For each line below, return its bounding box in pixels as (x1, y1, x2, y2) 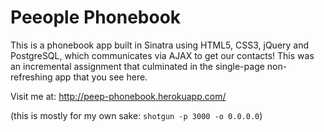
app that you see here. (54, 71, 148, 83)
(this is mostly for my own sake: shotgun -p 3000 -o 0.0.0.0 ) (10, 109, 263, 121)
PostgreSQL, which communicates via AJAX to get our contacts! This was (10, 49, 315, 61)
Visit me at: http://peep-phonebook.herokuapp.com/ (10, 90, 227, 102)
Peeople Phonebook (10, 6, 182, 29)
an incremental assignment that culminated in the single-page (10, 60, 265, 72)
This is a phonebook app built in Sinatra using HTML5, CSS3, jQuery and (10, 39, 310, 51)
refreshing (10, 71, 53, 83)
